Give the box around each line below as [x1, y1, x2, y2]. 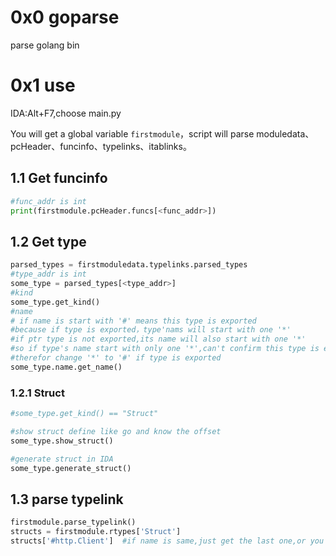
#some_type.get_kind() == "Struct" [10, 409, 159, 419]
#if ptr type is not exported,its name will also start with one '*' [10, 334, 307, 345]
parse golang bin [10, 39, 80, 51]
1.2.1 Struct [10, 386, 65, 400]
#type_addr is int [10, 269, 87, 280]
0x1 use [10, 74, 76, 97]
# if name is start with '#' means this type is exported [10, 316, 257, 326]
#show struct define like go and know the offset [10, 426, 222, 436]
